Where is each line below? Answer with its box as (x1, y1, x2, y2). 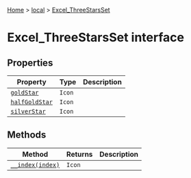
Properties (7, 57, 53, 68)
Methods (7, 129, 47, 141)
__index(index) (10, 161, 60, 168)
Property (16, 77, 47, 86)
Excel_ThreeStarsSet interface (7, 30, 185, 45)
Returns (66, 149, 93, 159)
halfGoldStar (10, 99, 53, 105)
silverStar (10, 107, 46, 115)
